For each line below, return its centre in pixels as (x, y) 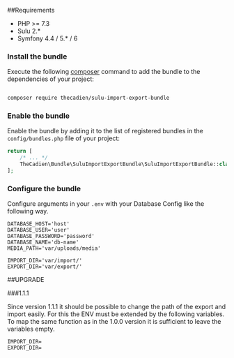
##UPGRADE (26, 280)
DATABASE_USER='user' (39, 230)
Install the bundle (37, 57)
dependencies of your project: (50, 79)
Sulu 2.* (29, 31)
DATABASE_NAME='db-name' (43, 243)
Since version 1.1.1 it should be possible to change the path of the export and (117, 307)
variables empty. (31, 329)
